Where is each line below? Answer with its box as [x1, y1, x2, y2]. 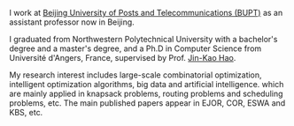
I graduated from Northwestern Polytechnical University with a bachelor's [9, 34, 278, 44]
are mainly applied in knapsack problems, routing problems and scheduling [9, 88, 283, 99]
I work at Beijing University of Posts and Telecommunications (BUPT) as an [9, 8, 283, 18]
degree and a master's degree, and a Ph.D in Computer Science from [9, 43, 262, 54]
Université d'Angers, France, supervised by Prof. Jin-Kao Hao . [9, 53, 236, 63]
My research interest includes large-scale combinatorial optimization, [9, 70, 263, 80]
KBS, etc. [9, 107, 43, 117]
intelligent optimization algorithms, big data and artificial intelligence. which [9, 79, 284, 89]
